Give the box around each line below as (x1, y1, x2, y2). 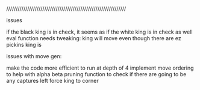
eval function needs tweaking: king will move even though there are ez (6, 35, 182, 41)
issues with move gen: (6, 53, 62, 59)
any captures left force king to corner (6, 77, 99, 84)
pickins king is (6, 41, 42, 48)
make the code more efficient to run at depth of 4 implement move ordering (6, 64, 194, 71)
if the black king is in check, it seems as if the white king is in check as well (6, 28, 193, 35)
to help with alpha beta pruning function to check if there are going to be (6, 71, 187, 77)
